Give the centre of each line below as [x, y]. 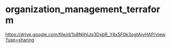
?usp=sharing [20, 40]
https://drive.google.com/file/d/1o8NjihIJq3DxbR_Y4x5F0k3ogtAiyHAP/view [85, 34]
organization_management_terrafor [83, 9]
